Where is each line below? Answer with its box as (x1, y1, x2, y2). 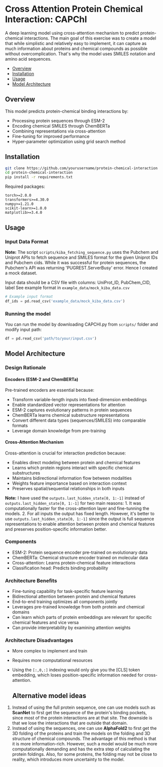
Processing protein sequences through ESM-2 (12, 117, 105, 123)
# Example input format (5, 294, 54, 299)
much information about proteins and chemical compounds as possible (5, 45, 147, 51)
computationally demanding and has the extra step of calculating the (12, 746, 150, 752)
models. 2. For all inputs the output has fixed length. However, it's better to (5, 510, 155, 517)
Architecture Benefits (5, 577, 57, 584)
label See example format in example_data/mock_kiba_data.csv (5, 285, 130, 291)
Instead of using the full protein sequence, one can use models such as (12, 704, 156, 710)
